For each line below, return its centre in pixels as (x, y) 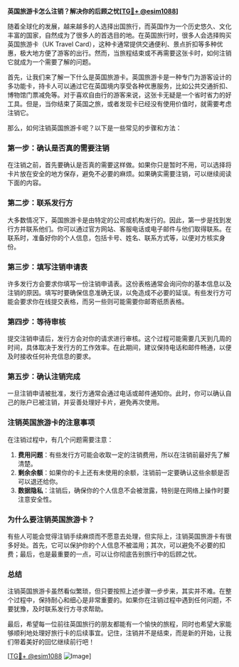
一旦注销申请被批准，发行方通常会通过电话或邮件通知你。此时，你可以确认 (116, 393)
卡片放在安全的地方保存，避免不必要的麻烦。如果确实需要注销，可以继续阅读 (119, 174)
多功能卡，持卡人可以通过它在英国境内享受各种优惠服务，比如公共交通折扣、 (119, 86)
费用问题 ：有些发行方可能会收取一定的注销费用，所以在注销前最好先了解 (123, 455)
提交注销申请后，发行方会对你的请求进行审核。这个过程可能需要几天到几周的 (119, 338)
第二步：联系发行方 (40, 203)
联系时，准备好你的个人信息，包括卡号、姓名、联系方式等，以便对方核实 (113, 237)
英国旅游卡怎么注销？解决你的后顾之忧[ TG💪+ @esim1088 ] (93, 11)
